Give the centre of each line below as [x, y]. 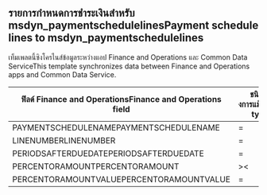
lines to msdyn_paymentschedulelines [106, 38]
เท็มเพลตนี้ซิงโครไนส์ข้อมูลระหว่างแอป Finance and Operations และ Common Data [128, 57]
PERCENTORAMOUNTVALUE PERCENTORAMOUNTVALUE [121, 179]
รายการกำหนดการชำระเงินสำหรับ [72, 13]
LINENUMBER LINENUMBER [64, 140]
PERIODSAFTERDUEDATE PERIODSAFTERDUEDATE [108, 153]
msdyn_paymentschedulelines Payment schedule [133, 26]
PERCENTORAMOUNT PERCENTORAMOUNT [96, 166]
